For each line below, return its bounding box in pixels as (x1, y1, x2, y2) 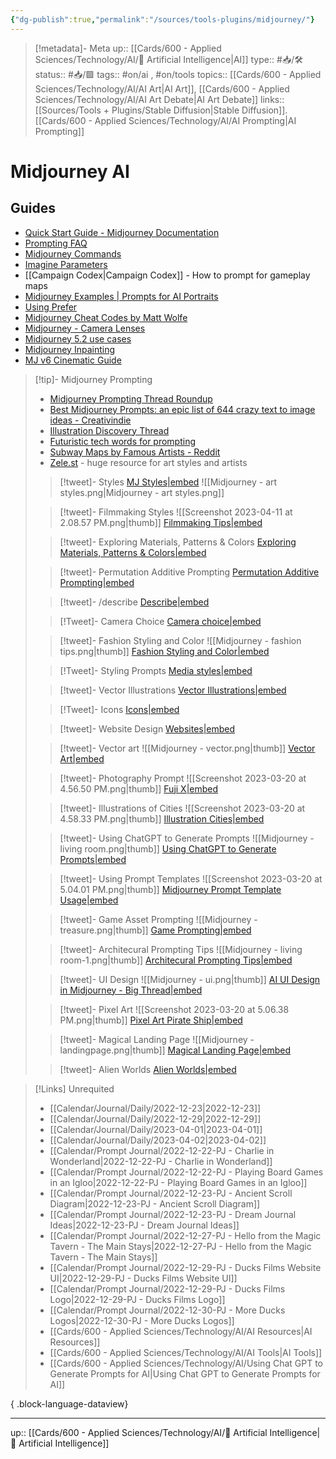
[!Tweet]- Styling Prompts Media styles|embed (59, 664, 253, 676)
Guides (10, 200, 57, 217)
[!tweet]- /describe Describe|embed (59, 596, 210, 608)
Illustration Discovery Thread (49, 424, 170, 436)
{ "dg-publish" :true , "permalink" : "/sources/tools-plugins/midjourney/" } (10, 14, 315, 25)
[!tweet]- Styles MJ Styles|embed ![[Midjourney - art (59, 476, 278, 488)
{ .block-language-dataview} (10, 1397, 129, 1410)
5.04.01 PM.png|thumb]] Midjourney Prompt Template (59, 883, 282, 895)
